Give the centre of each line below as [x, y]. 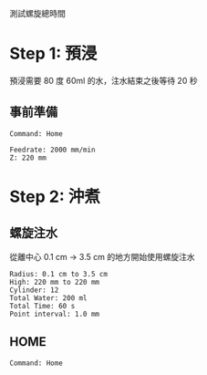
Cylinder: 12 [34, 290]
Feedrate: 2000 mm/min [52, 150]
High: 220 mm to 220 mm [55, 282]
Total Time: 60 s [42, 306]
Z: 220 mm [28, 158]
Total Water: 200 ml [49, 298]
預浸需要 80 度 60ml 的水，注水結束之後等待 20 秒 [103, 80]
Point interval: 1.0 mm [55, 314]
